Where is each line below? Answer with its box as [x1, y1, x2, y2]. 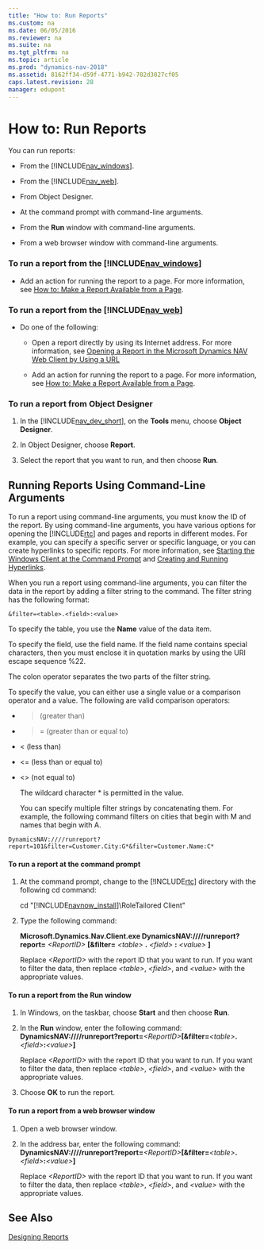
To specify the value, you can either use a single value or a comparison [8, 688, 241, 697]
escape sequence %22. [8, 657, 86, 666]
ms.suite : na [8, 41, 52, 49]
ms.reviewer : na [8, 33, 62, 42]
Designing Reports [8, 1232, 69, 1242]
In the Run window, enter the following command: [19, 1023, 182, 1033]
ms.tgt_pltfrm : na [8, 48, 69, 56]
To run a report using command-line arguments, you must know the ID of [8, 512, 247, 522]
